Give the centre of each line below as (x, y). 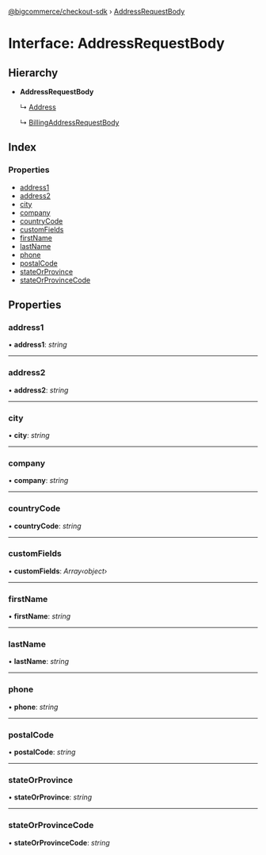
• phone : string (33, 707)
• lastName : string (39, 661)
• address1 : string (38, 345)
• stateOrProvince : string (50, 797)
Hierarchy (33, 73)
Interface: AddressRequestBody (117, 44)
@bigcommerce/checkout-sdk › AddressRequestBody (97, 12)
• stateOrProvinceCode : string (59, 842)
